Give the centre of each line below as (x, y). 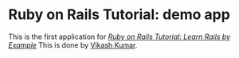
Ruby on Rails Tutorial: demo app (119, 15)
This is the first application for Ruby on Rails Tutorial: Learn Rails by (119, 37)
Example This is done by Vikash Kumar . (73, 44)
